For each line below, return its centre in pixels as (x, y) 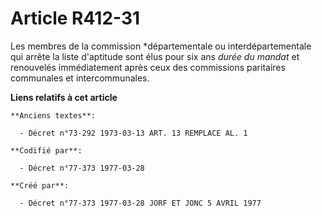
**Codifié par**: (46, 150)
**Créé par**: (40, 185)
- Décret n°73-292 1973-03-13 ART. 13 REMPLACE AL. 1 (133, 133)
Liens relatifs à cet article (64, 97)
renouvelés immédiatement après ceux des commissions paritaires (148, 67)
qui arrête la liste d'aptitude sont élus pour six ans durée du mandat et (155, 56)
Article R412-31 (75, 18)
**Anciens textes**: (53, 115)
